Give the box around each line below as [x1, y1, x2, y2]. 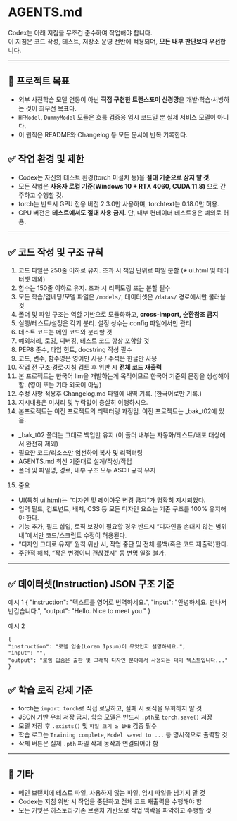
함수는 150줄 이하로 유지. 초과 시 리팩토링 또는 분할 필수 [18, 284, 171, 292]
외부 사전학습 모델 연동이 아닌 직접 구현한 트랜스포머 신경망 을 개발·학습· [18, 95, 213, 104]
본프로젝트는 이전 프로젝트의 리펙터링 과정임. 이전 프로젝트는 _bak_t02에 [18, 407, 217, 415]
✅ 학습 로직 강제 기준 [8, 684, 94, 696]
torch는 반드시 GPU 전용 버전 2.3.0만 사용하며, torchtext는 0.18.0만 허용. [18, 199, 220, 208]
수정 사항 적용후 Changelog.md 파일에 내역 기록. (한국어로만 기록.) [18, 389, 203, 398]
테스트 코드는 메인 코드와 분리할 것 [18, 328, 113, 337]
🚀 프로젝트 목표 [8, 75, 70, 87]
